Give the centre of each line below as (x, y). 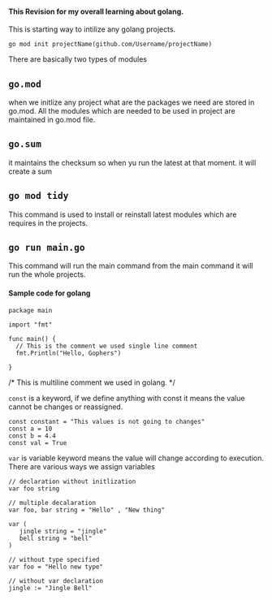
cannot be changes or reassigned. (66, 407)
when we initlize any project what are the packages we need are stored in (132, 102)
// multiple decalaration (52, 503)
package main (30, 310)
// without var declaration (56, 581)
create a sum (30, 171)
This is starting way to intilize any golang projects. (92, 29)
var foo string (34, 488)
